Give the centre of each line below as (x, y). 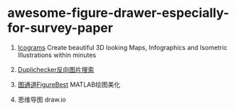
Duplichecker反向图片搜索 (56, 69)
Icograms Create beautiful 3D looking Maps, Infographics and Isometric (122, 47)
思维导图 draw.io (42, 99)
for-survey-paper (60, 28)
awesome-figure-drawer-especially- (118, 13)
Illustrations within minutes (57, 55)
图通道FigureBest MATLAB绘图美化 (69, 84)
